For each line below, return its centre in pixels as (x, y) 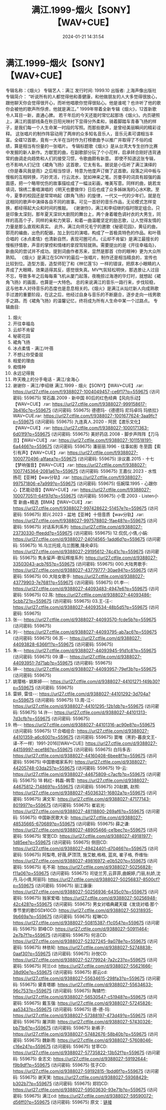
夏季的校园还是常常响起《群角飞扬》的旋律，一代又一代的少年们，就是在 (87, 195)
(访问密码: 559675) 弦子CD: (79, 1065)
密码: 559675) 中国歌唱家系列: (43, 762)
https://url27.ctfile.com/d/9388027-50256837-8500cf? (104, 879)
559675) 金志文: (36, 1059)
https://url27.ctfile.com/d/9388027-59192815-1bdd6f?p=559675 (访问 (83, 1071)
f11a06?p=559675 (31, 873)
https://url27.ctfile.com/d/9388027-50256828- (105, 867)
